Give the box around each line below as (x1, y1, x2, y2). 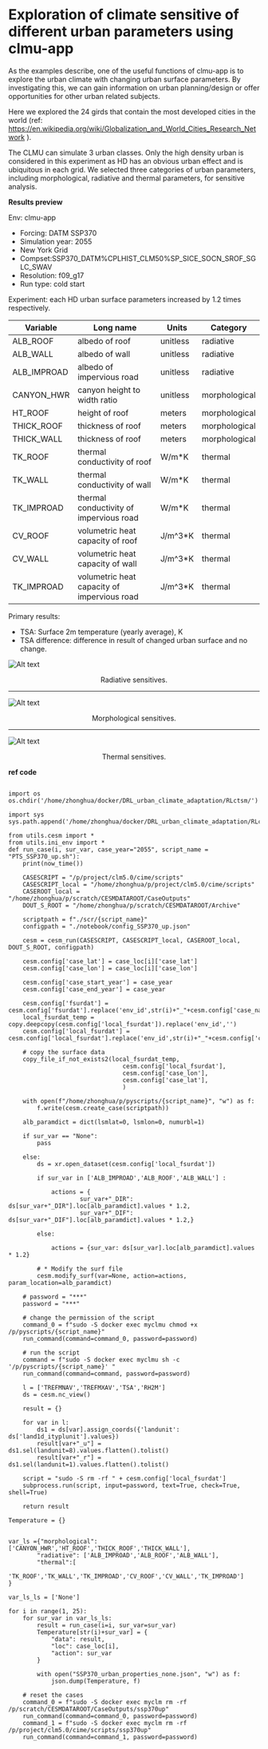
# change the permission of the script (22, 1314, 156, 1322)
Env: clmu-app (8, 212, 57, 222)
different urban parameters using (8, 22, 234, 41)
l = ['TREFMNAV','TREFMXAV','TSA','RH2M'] (22, 1383, 166, 1391)
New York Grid (19, 245, 69, 255)
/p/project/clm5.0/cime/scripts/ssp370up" (8, 1726, 152, 1734)
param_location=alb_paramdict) (8, 1279, 112, 1287)
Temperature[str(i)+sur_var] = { (37, 1628, 148, 1636)
